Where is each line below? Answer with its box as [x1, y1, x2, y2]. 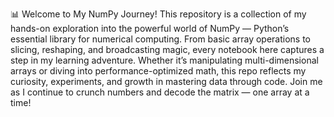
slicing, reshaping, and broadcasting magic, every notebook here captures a [10, 44, 325, 55]
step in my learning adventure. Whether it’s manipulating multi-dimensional [10, 54, 319, 66]
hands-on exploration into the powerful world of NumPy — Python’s [10, 23, 290, 34]
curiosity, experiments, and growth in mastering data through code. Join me [10, 76, 323, 87]
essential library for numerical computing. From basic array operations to [10, 33, 312, 45]
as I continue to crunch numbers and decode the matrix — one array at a [10, 86, 310, 98]
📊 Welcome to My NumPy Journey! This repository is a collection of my [10, 8, 307, 20]
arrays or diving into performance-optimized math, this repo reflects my [10, 65, 307, 77]
